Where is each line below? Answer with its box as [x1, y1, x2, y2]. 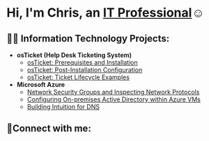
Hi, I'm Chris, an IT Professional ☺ [6, 5, 205, 21]
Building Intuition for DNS [26, 103, 100, 110]
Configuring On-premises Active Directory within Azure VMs [26, 95, 201, 103]
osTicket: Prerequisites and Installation [26, 58, 139, 67]
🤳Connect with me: [6, 123, 91, 135]
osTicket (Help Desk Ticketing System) [16, 51, 132, 59]
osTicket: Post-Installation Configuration [26, 66, 143, 74]
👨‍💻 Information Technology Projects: [6, 33, 170, 44]
